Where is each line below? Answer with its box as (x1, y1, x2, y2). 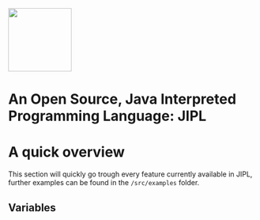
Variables (8, 201, 57, 214)
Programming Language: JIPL (8, 107, 207, 125)
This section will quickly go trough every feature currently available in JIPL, (8, 169, 253, 179)
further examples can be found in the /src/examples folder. (8, 178, 200, 188)
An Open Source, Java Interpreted (8, 90, 237, 108)
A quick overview (8, 143, 125, 161)
